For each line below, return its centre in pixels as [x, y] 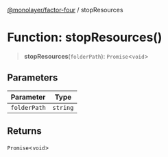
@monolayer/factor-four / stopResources [65, 10]
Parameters [33, 78]
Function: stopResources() [85, 38]
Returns [25, 131]
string [63, 108]
